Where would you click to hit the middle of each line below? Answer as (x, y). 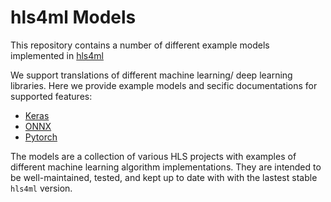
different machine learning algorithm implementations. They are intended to (166, 167)
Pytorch (41, 137)
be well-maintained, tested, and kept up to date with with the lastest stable (164, 177)
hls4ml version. (41, 188)
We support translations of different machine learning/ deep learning (151, 75)
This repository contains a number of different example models (140, 45)
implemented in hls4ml (57, 55)
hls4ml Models (73, 17)
